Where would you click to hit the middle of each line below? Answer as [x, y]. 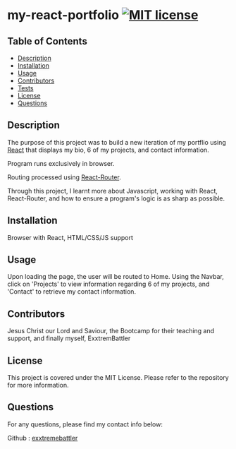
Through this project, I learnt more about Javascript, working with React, [113, 191]
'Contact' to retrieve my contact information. [72, 292]
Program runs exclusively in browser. [61, 163]
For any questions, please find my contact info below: [85, 424]
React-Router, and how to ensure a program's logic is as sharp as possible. [116, 198]
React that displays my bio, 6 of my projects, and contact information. [108, 150]
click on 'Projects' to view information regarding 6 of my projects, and [108, 284]
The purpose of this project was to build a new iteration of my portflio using [117, 142]
